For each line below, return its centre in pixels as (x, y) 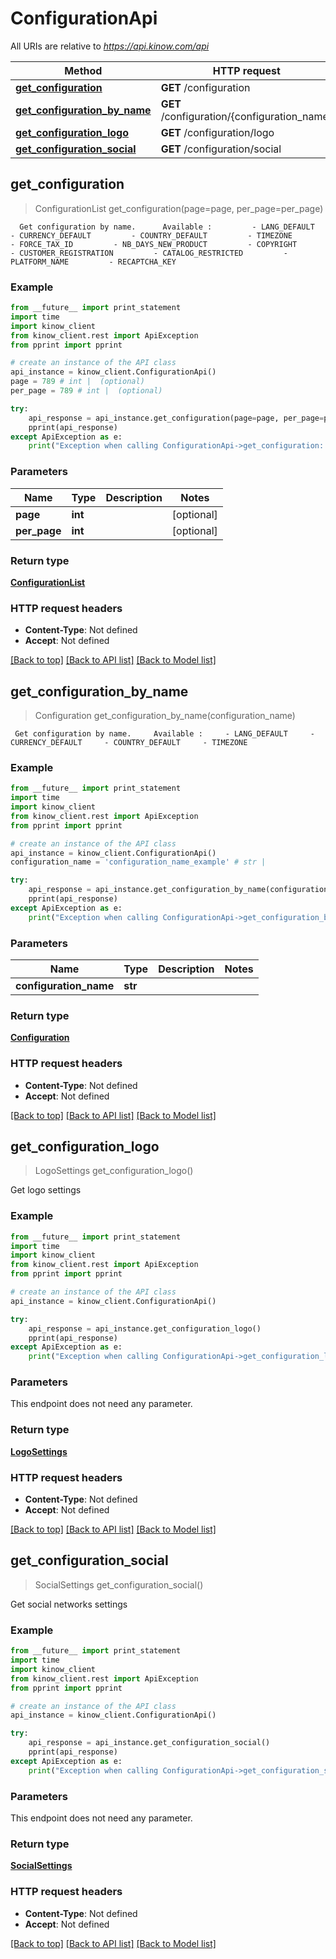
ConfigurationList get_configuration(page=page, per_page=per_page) (179, 208)
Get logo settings (46, 1190)
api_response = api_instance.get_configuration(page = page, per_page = (176, 418)
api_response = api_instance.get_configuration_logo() (145, 1328)
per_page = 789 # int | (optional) (86, 391)
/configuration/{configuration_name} (246, 116)
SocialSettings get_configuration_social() (119, 1584)
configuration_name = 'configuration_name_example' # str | (138, 862)
